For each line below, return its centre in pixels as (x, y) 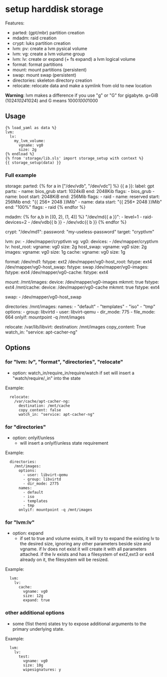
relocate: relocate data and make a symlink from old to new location (82, 85)
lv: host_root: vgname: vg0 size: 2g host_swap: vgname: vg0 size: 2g (76, 247)
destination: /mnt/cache (44, 406)
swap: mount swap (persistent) (44, 75)
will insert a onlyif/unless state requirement (64, 443)
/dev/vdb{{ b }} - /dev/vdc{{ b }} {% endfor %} (79, 222)
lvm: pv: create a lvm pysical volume (50, 48)
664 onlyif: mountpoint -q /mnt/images (45, 317)
